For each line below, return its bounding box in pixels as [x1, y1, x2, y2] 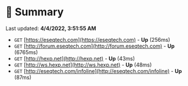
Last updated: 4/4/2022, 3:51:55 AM [5, 25, 96, 32]
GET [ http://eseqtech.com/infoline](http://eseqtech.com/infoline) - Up [14, 67, 182, 74]
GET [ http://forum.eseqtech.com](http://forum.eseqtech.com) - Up [14, 42, 175, 49]
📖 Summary [5, 5, 64, 19]
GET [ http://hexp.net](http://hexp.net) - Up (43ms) [14, 55, 135, 62]
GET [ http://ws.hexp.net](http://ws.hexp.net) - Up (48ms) [14, 61, 152, 68]
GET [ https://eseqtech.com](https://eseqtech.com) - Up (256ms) [14, 36, 171, 43]
